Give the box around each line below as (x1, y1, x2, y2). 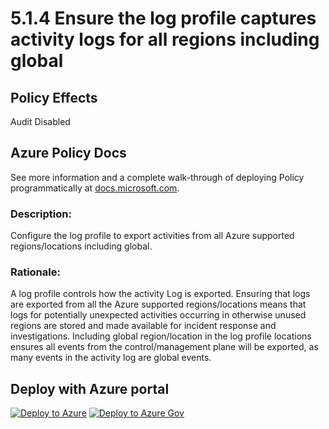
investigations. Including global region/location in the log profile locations (10, 330, 312, 342)
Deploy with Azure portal (10, 380, 170, 397)
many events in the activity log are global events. (10, 352, 212, 364)
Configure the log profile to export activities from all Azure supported (10, 230, 295, 242)
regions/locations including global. (10, 240, 153, 252)
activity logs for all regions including (10, 28, 320, 51)
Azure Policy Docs (10, 145, 127, 162)
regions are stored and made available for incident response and (10, 320, 277, 332)
